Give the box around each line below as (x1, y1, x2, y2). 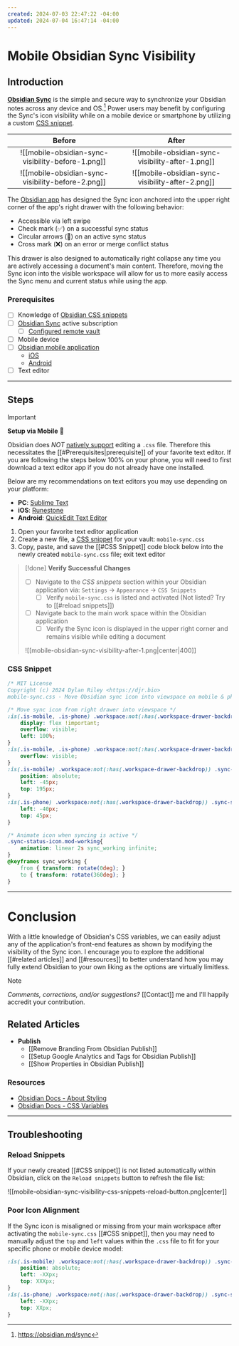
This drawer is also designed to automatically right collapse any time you (7, 254, 221, 263)
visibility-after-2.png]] (137, 177, 216, 187)
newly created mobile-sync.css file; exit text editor (17, 550, 166, 558)
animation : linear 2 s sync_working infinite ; (20, 845, 158, 852)
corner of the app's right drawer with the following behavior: (7, 203, 184, 212)
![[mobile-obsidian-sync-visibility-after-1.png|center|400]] (24, 646, 197, 654)
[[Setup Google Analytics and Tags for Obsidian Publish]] (28, 1052, 196, 1061)
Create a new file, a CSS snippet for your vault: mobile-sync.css (17, 535, 205, 543)
